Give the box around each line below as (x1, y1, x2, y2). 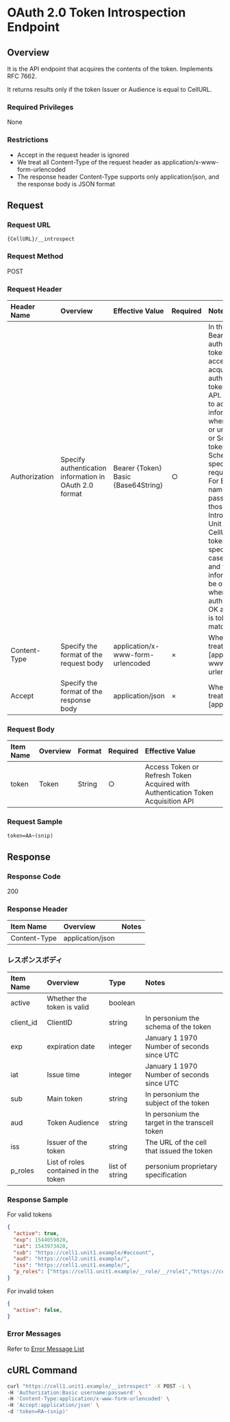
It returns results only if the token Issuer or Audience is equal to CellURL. (7, 86, 212, 93)
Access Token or (144, 762, 199, 772)
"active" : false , (13, 1306, 63, 1313)
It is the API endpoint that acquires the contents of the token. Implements (7, 65, 214, 73)
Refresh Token (144, 771, 192, 780)
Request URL (7, 220, 51, 229)
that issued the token (144, 1146, 213, 1156)
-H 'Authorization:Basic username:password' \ (7, 1389, 142, 1396)
